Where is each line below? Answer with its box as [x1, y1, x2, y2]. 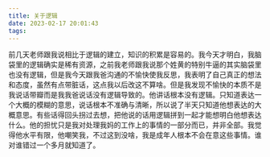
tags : [8, 27, 27, 35]
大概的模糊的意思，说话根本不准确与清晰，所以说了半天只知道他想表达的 [14, 100, 255, 109]
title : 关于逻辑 [8, 11, 58, 20]
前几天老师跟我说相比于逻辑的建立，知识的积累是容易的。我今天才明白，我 [8, 50, 255, 60]
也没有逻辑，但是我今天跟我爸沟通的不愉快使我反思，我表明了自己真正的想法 [8, 70, 262, 80]
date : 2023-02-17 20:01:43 [8, 19, 99, 27]
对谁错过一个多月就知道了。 [8, 140, 100, 150]
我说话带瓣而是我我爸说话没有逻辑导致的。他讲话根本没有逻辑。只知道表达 [8, 90, 255, 100]
